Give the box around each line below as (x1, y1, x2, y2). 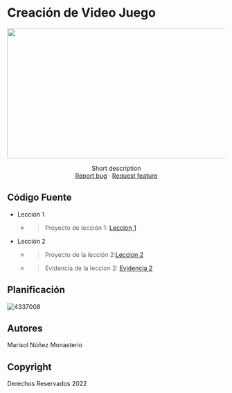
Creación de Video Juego (7, 5, 156, 21)
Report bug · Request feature (75, 172, 158, 180)
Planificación (7, 284, 66, 296)
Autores (7, 322, 43, 334)
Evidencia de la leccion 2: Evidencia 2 (44, 264, 153, 272)
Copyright (7, 361, 52, 373)
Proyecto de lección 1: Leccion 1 (44, 224, 136, 232)
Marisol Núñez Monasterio (7, 341, 83, 349)
